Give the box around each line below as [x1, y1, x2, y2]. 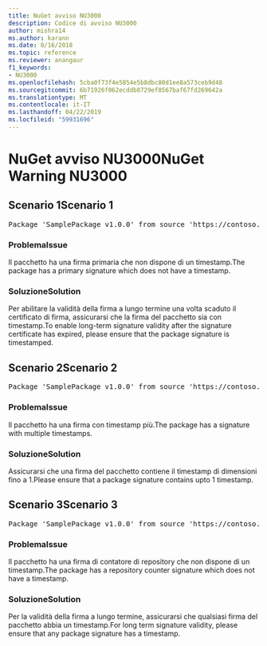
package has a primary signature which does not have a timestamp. [8, 266, 231, 275]
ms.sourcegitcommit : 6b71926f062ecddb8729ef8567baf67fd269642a [8, 85, 223, 94]
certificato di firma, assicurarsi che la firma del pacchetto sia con [8, 312, 222, 322]
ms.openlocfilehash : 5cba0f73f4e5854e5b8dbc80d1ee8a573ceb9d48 [8, 78, 223, 86]
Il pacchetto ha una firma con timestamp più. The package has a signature [8, 420, 250, 430]
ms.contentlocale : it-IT [8, 101, 91, 109]
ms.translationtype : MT [8, 93, 88, 101]
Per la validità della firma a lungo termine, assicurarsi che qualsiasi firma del [8, 612, 258, 621]
